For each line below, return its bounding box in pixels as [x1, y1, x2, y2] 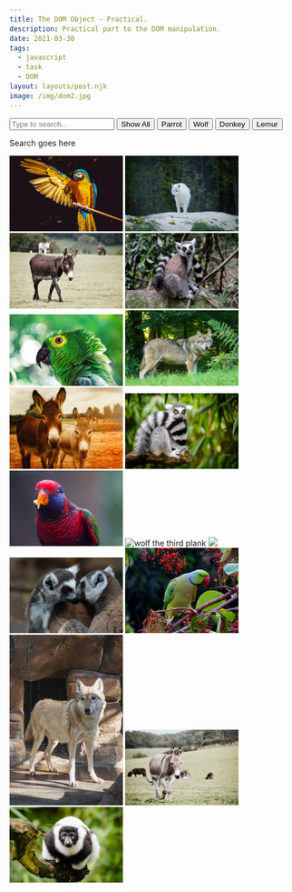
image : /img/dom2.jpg [9, 91, 92, 100]
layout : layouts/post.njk [9, 82, 107, 91]
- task [17, 63, 43, 72]
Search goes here [9, 137, 76, 148]
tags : [9, 44, 30, 53]
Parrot [161, 119, 183, 129]
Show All [121, 119, 151, 129]
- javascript [17, 53, 67, 63]
